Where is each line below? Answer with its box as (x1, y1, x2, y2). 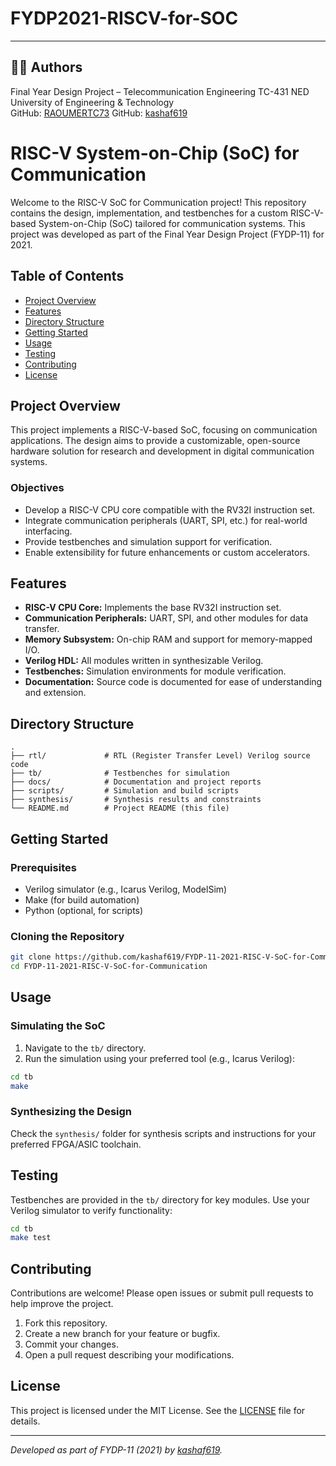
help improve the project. (10, 1298, 114, 1310)
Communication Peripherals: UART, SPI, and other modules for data (24, 612, 309, 624)
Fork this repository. (24, 1317, 108, 1329)
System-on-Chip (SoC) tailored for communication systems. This (38, 217, 306, 229)
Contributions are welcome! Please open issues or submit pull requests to (10, 1287, 314, 1299)
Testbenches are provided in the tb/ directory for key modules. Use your (10, 1193, 310, 1206)
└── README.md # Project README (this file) (10, 803, 230, 814)
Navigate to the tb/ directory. (24, 1042, 147, 1054)
